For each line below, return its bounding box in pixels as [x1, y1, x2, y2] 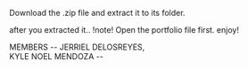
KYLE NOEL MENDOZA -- [9, 51, 104, 61]
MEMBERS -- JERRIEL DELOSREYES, [9, 42, 145, 52]
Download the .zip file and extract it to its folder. [9, 8, 186, 18]
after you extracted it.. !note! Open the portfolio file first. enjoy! [9, 25, 239, 34]
